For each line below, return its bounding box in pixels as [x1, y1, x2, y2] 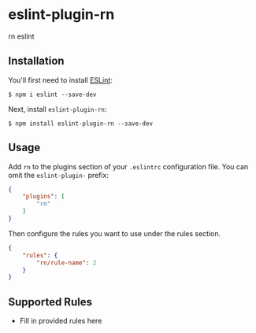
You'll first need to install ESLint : [8, 75, 113, 84]
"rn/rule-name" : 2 [36, 258, 97, 267]
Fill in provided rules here [19, 316, 102, 326]
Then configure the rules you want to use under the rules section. [8, 228, 221, 238]
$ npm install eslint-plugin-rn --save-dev [8, 120, 154, 128]
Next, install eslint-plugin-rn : [8, 104, 107, 113]
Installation [8, 54, 65, 68]
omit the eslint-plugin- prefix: [8, 170, 109, 179]
